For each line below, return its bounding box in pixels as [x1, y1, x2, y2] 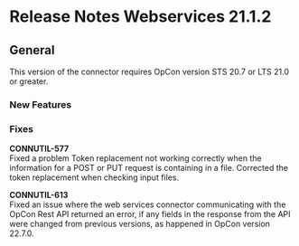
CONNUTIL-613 [9, 190, 69, 201]
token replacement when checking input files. [9, 172, 179, 183]
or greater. [9, 76, 49, 87]
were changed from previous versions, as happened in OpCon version [9, 219, 271, 230]
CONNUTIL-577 [9, 143, 70, 155]
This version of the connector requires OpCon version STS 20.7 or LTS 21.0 [9, 66, 289, 77]
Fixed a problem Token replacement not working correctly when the [9, 153, 262, 164]
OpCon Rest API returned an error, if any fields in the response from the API [9, 209, 291, 220]
